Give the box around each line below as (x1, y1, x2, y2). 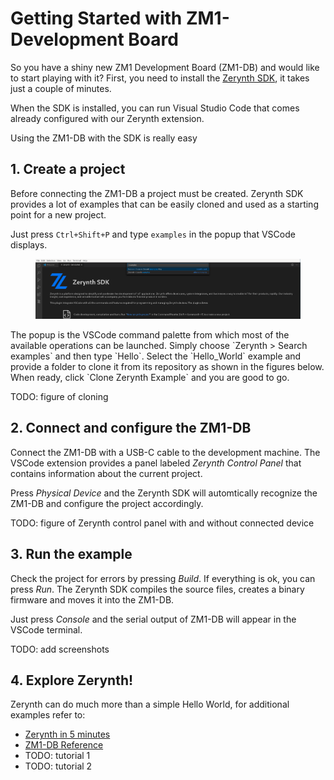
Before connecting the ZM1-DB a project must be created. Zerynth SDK (10, 187, 304, 199)
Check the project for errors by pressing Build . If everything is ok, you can (10, 572, 316, 584)
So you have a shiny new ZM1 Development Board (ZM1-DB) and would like (10, 61, 320, 73)
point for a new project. (10, 208, 107, 221)
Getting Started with (10, 7, 183, 30)
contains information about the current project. (10, 467, 203, 479)
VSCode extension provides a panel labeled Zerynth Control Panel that (10, 457, 302, 469)
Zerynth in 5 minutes (24, 728, 111, 741)
